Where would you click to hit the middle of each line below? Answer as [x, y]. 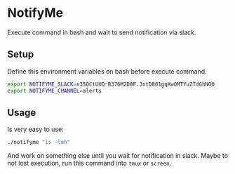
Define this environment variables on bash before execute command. [107, 71]
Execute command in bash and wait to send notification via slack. [102, 32]
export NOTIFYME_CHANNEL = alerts [54, 91]
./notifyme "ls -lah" [39, 142]
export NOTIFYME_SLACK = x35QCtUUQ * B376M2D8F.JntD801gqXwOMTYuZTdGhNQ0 [111, 84]
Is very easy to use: [36, 129]
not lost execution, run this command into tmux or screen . [89, 163]
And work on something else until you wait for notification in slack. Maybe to [118, 156]
